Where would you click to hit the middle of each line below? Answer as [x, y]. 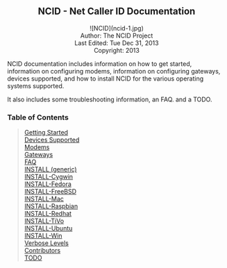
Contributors [42, 251]
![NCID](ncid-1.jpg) [117, 28]
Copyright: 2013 [117, 50]
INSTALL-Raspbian [51, 206]
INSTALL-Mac [44, 199]
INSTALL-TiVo [44, 221]
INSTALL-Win [43, 236]
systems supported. [36, 85]
